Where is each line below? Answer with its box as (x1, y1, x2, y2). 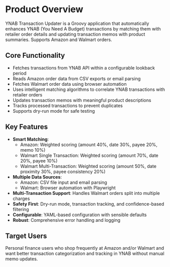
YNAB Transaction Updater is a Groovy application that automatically (5, 20, 150, 26)
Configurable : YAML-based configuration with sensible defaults (12, 212, 147, 218)
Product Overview (5, 4, 84, 15)
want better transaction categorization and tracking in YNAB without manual (5, 250, 165, 257)
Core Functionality (5, 51, 65, 60)
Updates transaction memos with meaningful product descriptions (12, 97, 151, 103)
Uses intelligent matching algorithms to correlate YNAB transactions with (12, 86, 165, 92)
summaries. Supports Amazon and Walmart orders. (5, 37, 113, 43)
